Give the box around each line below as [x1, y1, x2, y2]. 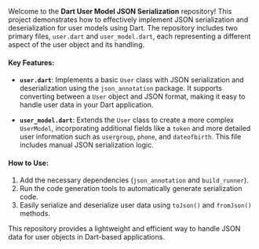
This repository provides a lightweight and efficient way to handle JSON [8, 224, 241, 233]
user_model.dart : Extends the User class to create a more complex [19, 115, 234, 125]
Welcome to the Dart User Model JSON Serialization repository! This [8, 7, 232, 16]
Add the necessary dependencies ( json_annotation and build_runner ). [19, 175, 249, 185]
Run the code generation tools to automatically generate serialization [19, 184, 243, 193]
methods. [19, 209, 51, 218]
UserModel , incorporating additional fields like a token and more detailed [19, 124, 251, 133]
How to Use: [8, 158, 49, 168]
